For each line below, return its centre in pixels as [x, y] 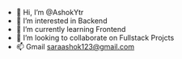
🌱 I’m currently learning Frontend [71, 29]
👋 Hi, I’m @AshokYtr [50, 12]
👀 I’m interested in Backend [61, 21]
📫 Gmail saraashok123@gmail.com [75, 47]
